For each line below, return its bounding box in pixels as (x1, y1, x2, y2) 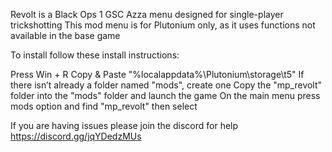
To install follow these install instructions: (10, 49, 180, 61)
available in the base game (10, 30, 121, 41)
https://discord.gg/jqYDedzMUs (10, 130, 142, 142)
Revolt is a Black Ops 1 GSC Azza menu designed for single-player (10, 9, 284, 20)
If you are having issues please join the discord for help (10, 120, 239, 131)
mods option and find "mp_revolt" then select (10, 100, 198, 112)
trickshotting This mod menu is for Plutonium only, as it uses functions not (10, 19, 316, 31)
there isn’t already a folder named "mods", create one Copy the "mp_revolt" (10, 79, 323, 91)
